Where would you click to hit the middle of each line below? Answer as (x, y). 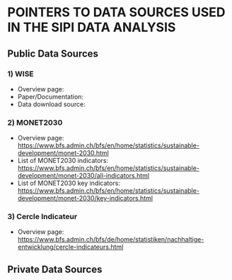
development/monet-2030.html (63, 153)
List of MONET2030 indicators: (63, 161)
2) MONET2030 (35, 123)
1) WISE (21, 74)
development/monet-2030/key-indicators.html (85, 198)
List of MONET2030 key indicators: (69, 183)
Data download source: (52, 104)
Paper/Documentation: (50, 96)
